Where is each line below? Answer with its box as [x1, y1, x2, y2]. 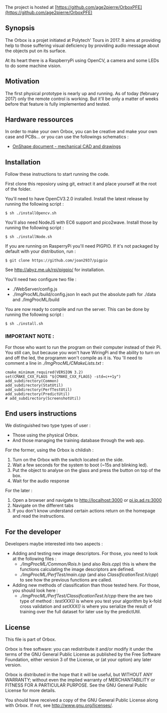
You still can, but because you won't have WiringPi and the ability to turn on [5, 349, 160, 355]
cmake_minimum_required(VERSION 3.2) [5, 370, 83, 375]
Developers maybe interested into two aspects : [5, 541, 103, 547]
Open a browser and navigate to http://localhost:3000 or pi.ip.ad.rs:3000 [12, 497, 162, 503]
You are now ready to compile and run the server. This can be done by [5, 306, 150, 312]
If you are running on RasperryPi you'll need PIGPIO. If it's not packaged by [5, 243, 159, 249]
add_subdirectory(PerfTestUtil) [5, 387, 72, 392]
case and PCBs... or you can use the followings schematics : [5, 134, 129, 140]
